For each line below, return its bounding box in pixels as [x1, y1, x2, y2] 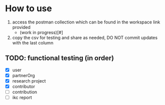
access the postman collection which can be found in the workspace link [12, 19, 161, 25]
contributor [12, 84, 35, 89]
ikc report [12, 95, 32, 101]
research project [12, 78, 46, 84]
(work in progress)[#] [19, 29, 63, 35]
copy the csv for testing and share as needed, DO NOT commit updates [12, 35, 158, 41]
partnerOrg [12, 72, 35, 78]
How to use [5, 3, 52, 14]
